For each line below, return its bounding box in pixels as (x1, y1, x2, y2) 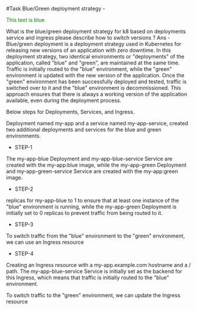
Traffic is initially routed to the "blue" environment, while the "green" (6, 66, 172, 73)
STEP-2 (14, 185, 34, 192)
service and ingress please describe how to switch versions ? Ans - (6, 34, 170, 41)
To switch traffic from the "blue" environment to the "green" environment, (6, 233, 185, 239)
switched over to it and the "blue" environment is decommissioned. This (6, 84, 181, 91)
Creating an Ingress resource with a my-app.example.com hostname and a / (6, 262, 191, 268)
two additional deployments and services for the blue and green (6, 126, 162, 133)
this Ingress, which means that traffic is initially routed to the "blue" (6, 274, 169, 281)
